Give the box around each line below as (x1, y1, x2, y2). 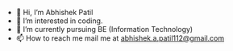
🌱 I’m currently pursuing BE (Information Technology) (15, 25, 193, 33)
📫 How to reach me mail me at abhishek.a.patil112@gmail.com (15, 33, 224, 43)
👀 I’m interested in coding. (15, 16, 103, 25)
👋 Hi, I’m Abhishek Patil (15, 8, 94, 17)
